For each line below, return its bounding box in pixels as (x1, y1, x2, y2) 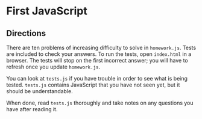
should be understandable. (6, 88, 74, 94)
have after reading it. (6, 106, 58, 112)
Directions (6, 28, 46, 38)
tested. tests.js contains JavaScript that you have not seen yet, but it (6, 81, 180, 88)
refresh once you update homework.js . (6, 63, 101, 70)
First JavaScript (6, 4, 87, 18)
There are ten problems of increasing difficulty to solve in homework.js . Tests (6, 44, 197, 51)
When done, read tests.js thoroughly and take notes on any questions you (6, 99, 194, 106)
